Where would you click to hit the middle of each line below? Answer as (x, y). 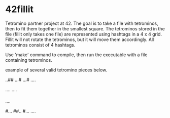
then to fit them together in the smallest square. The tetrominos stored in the (85, 28)
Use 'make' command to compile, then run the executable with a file (76, 55)
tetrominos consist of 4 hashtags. (40, 45)
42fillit (20, 9)
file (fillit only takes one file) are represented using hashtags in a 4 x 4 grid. (84, 34)
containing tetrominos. (29, 60)
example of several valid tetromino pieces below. (56, 70)
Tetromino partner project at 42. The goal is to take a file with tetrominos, (82, 23)
